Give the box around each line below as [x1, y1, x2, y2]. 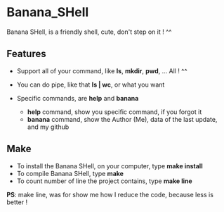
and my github [27, 123, 70, 131]
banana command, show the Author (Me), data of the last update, [27, 115, 218, 123]
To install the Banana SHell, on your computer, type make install [16, 161, 203, 170]
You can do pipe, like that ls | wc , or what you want [16, 80, 165, 89]
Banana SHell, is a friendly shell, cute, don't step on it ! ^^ [6, 27, 172, 36]
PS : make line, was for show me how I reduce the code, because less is [6, 190, 213, 199]
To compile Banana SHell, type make [16, 169, 124, 177]
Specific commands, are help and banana [16, 94, 139, 102]
